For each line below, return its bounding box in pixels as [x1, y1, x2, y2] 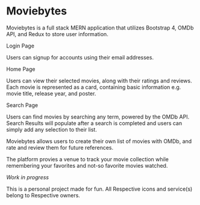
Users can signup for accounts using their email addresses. [6, 54, 154, 61]
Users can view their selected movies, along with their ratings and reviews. [6, 77, 192, 84]
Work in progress [6, 173, 49, 181]
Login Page [6, 42, 35, 49]
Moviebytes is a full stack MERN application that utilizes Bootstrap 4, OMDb [6, 24, 194, 31]
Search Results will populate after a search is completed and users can [6, 119, 183, 127]
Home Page [6, 65, 36, 73]
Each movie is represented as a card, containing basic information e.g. [6, 83, 181, 91]
